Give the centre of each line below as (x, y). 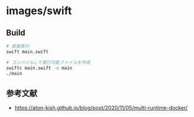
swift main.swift (27, 51)
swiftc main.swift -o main (39, 68)
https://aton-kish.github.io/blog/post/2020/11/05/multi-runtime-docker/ (101, 108)
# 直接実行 (18, 46)
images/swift (39, 11)
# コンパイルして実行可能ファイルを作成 (48, 62)
